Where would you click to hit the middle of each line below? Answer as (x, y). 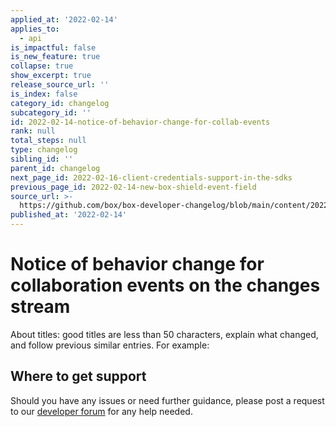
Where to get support (78, 376)
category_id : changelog (60, 103)
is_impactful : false (53, 47)
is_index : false (44, 94)
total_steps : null (48, 141)
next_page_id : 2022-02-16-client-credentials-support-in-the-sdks (151, 177)
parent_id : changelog (55, 168)
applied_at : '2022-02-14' (64, 19)
